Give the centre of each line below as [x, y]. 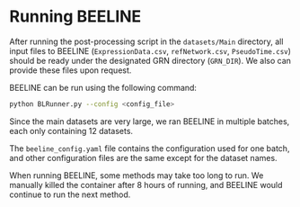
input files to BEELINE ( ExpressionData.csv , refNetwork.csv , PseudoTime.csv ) [150, 50]
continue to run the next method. [70, 194]
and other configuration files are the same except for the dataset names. [143, 157]
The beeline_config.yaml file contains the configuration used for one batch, [150, 148]
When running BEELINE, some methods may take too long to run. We [137, 175]
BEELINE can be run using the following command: [103, 87]
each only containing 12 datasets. [71, 130]
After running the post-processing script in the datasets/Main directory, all [146, 41]
